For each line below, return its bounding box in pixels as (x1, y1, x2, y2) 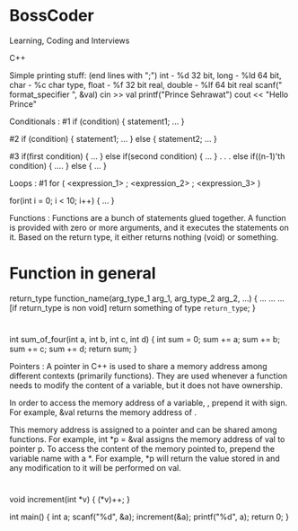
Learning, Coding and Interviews (9, 35, 130, 46)
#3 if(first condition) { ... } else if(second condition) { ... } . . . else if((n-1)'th (9, 150, 285, 162)
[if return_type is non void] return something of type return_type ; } (9, 302, 256, 313)
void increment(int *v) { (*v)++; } (9, 494, 130, 505)
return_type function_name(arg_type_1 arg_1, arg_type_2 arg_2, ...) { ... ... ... (9, 293, 285, 304)
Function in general (9, 263, 156, 284)
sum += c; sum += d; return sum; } (9, 343, 137, 355)
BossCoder (9, 5, 94, 26)
